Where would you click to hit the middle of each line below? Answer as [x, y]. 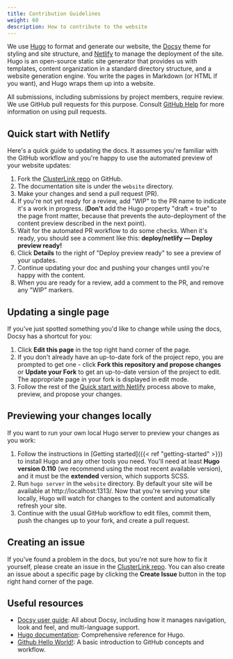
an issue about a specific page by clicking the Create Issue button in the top [117, 574]
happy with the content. [51, 275]
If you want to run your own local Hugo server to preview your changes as [113, 432]
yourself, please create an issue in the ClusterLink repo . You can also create [116, 566]
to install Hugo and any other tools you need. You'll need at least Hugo [119, 461]
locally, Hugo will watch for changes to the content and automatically [116, 498]
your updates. [37, 260]
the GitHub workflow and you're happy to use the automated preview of [110, 158]
